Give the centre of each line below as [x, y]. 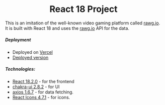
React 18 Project [83, 9]
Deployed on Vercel [33, 52]
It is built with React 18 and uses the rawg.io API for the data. [67, 28]
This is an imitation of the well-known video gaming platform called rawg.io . [83, 23]
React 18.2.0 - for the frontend [43, 81]
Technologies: [20, 69]
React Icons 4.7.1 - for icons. [41, 97]
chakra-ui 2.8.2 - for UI [36, 87]
